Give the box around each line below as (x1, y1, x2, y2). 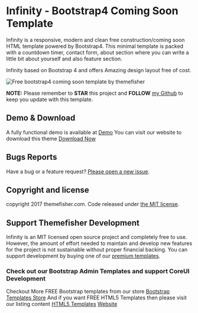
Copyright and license (6, 185, 90, 195)
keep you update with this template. (6, 96, 93, 103)
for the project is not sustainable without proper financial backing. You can (6, 246, 188, 253)
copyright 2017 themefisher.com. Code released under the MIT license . (6, 201, 180, 208)
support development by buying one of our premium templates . (6, 253, 161, 260)
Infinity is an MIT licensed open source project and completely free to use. (6, 234, 187, 241)
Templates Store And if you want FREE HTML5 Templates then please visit (6, 294, 187, 301)
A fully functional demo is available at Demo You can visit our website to (6, 128, 182, 135)
